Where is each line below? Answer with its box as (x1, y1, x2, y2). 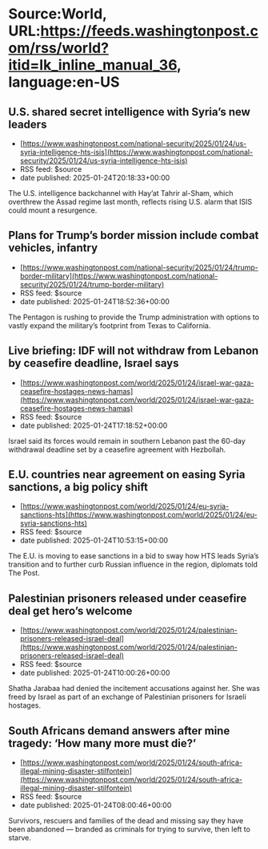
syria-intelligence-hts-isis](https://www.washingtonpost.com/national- (19, 148, 254, 156)
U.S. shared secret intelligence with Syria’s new (8, 105, 250, 119)
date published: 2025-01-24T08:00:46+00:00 (19, 800, 172, 810)
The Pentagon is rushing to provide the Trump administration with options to (8, 312, 260, 322)
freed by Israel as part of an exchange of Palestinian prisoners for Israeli (8, 692, 246, 702)
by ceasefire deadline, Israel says (8, 356, 179, 370)
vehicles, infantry (8, 242, 98, 255)
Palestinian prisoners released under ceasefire (8, 591, 247, 605)
